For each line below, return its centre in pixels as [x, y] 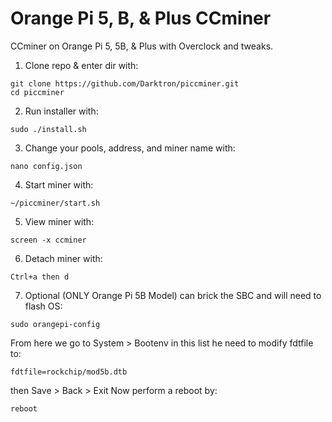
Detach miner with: [63, 258]
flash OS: [43, 306]
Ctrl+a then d [40, 277]
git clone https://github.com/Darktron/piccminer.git [125, 83]
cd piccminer [37, 92]
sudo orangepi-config [55, 324]
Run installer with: [61, 111]
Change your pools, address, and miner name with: [130, 148]
